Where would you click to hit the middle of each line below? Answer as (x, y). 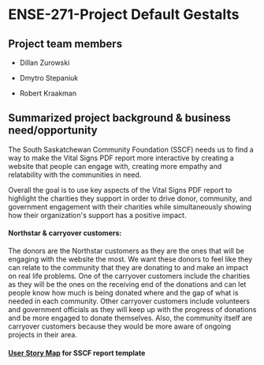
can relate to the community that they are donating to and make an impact (128, 268)
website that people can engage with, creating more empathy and (115, 166)
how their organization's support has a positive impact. (97, 215)
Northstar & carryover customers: (65, 233)
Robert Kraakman (48, 93)
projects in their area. (43, 335)
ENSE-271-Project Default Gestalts (124, 15)
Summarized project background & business (119, 118)
